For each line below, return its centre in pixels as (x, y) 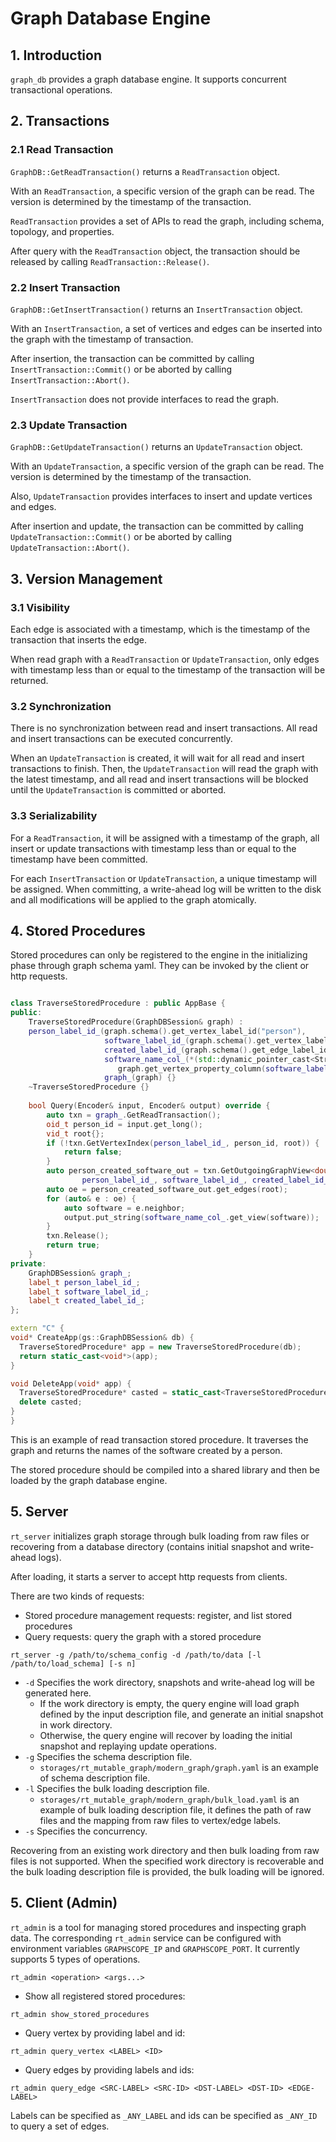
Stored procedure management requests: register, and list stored (158, 1615)
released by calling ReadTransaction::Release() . (110, 261)
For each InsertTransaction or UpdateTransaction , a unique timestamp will (163, 878)
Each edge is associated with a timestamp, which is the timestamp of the (160, 629)
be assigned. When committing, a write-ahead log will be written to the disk (166, 889)
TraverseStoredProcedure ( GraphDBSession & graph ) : (136, 1022)
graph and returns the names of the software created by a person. (146, 1450)
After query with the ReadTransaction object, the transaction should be (155, 251)
